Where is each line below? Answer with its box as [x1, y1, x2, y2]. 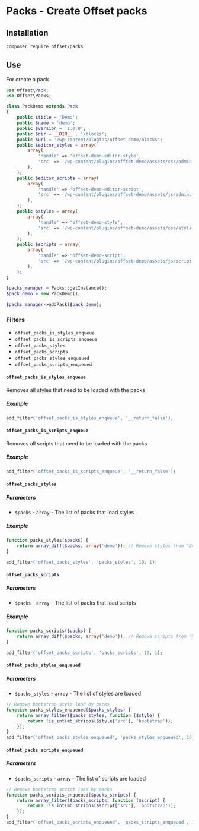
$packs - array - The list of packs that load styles [14, 509, 134, 516]
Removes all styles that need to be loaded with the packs [6, 386, 146, 393]
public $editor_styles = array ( [17, 142, 97, 148]
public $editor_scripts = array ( [17, 175, 99, 181]
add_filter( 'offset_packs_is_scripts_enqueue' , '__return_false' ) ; [6, 468, 176, 475]
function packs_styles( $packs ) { [6, 537, 89, 543]
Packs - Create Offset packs [6, 4, 147, 18]
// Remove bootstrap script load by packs [6, 786, 113, 792]
